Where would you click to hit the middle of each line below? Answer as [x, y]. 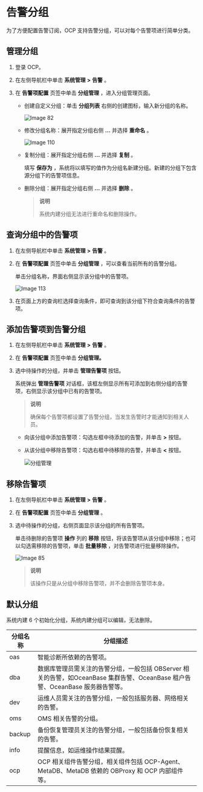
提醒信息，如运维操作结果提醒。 [83, 750]
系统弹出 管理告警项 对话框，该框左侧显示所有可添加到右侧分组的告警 [101, 384]
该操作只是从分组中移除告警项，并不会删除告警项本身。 [99, 583]
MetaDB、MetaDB [63, 771]
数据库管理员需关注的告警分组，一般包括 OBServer [109, 668]
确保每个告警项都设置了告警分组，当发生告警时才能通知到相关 [107, 417]
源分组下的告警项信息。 [53, 175]
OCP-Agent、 [164, 762]
